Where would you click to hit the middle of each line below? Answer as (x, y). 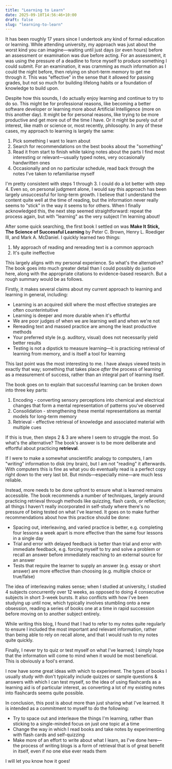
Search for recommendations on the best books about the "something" (88, 147)
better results (27, 343)
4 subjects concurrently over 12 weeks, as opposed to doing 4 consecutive (85, 592)
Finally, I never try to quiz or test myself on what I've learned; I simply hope (85, 650)
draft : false (19, 20)
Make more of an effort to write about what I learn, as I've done (80, 740)
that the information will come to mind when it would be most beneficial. (82, 656)
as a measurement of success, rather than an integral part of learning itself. (85, 375)
